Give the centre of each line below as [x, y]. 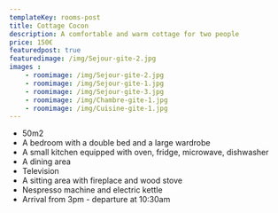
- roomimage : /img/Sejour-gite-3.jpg [95, 91]
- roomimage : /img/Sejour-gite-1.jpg [95, 83]
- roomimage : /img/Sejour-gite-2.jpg [95, 75]
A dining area [46, 162]
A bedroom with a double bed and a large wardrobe [116, 143]
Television [40, 171]
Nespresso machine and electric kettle [92, 190]
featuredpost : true [45, 51]
